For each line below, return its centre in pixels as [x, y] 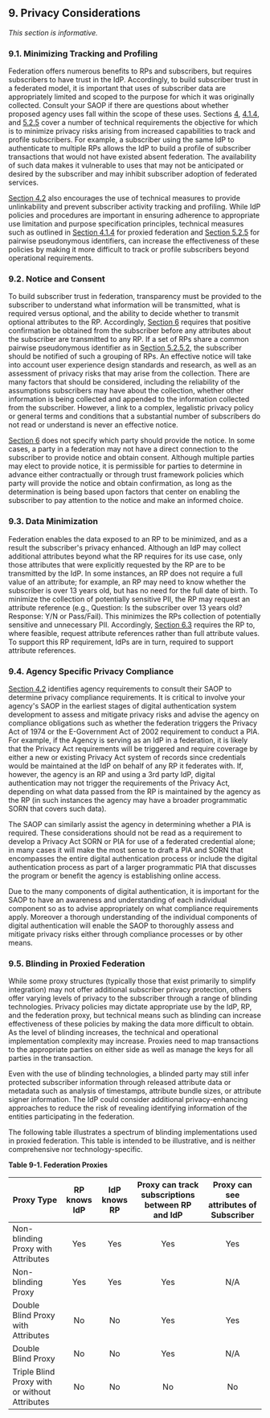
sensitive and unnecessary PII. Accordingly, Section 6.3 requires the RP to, [132, 625]
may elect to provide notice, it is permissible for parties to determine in [125, 466]
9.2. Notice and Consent [57, 279]
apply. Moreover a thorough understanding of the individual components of [133, 917]
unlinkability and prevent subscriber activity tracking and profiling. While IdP [135, 207]
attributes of [232, 1205]
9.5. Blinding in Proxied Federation [77, 963]
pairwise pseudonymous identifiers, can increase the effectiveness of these [134, 241]
